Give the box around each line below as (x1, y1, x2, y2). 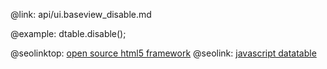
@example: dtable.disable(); (10, 28, 127, 39)
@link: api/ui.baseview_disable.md (10, 9, 152, 20)
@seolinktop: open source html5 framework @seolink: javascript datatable (10, 47, 317, 59)
